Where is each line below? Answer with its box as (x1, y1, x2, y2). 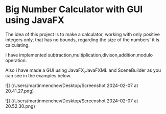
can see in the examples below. (5, 72, 72, 78)
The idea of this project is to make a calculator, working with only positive (5, 31, 160, 37)
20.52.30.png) (5, 103, 36, 109)
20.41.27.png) (5, 88, 34, 94)
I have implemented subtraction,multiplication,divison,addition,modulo (5, 52, 153, 58)
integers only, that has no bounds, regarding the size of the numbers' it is (5, 37, 160, 43)
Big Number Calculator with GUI (5, 4, 143, 15)
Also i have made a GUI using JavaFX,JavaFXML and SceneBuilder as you (5, 67, 161, 73)
